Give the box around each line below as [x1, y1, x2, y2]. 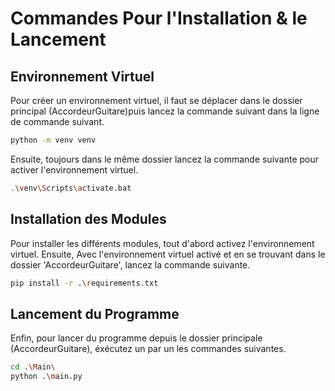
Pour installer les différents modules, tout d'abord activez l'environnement [10, 237, 315, 249]
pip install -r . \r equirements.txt [10, 278, 159, 288]
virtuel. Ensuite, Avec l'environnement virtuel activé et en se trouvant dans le [10, 248, 326, 260]
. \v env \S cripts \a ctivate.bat [10, 183, 132, 193]
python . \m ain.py [10, 372, 83, 382]
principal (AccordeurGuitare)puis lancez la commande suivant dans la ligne [10, 105, 320, 117]
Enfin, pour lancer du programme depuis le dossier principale [10, 332, 263, 344]
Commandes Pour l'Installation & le [10, 7, 308, 30]
